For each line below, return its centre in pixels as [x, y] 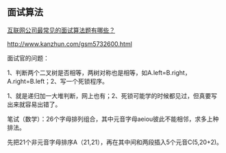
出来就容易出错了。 [34, 104]
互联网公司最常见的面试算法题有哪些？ [61, 30]
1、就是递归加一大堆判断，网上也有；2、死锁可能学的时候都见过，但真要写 [112, 95]
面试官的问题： [28, 58]
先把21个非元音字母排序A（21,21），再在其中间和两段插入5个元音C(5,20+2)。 [115, 142]
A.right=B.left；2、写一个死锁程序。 [58, 81]
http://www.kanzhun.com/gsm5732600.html [70, 44]
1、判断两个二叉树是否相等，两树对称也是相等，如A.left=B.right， [99, 72]
